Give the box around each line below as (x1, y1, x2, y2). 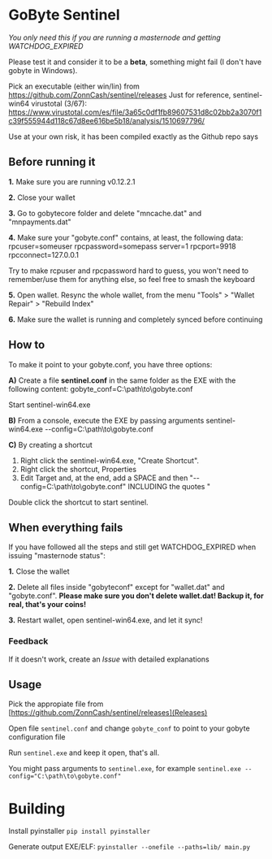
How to (8, 338, 45, 352)
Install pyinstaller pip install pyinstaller (8, 826, 151, 836)
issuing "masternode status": (8, 551, 106, 561)
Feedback (8, 636, 49, 647)
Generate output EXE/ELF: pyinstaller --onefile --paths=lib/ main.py (8, 842, 250, 852)
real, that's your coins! (8, 600, 87, 610)
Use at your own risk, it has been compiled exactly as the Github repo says (8, 132, 258, 141)
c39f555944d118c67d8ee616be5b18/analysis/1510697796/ (8, 115, 205, 125)
